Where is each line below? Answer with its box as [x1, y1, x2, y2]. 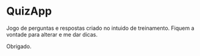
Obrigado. [6, 43, 32, 50]
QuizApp [6, 4, 52, 18]
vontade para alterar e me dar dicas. [6, 30, 98, 38]
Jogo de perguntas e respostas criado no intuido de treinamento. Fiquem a [6, 24, 195, 32]
